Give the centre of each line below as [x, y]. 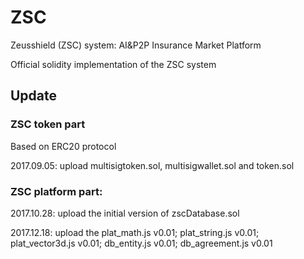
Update [34, 96]
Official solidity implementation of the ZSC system [113, 64]
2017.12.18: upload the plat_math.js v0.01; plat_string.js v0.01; [135, 232]
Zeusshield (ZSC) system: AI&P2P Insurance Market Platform [136, 45]
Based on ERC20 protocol [63, 146]
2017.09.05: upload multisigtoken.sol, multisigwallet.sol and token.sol [152, 165]
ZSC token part [48, 124]
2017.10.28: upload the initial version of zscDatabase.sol [125, 213]
